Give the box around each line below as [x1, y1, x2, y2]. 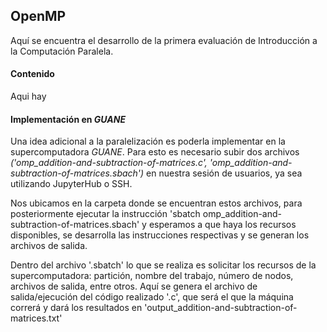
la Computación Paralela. [10, 45, 114, 57]
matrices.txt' [10, 312, 63, 324]
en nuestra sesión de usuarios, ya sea [146, 167, 303, 179]
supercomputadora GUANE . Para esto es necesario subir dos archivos [10, 146, 300, 158]
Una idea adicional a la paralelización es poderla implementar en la [10, 135, 286, 148]
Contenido [10, 68, 55, 80]
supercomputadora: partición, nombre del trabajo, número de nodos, [10, 270, 294, 282]
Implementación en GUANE [10, 113, 127, 125]
